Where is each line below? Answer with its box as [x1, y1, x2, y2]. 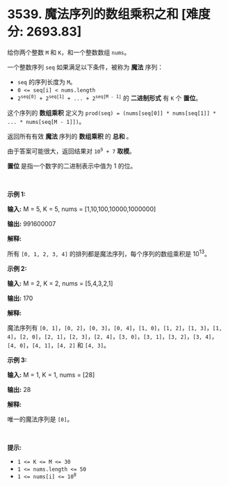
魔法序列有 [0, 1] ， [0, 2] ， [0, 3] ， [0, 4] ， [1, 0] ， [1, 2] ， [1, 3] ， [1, [7, 323, 222, 331]
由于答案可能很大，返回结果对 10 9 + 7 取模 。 [7, 147, 136, 155]
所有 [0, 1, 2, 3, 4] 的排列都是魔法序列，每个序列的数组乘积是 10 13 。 [7, 248, 211, 258]
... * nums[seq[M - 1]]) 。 [7, 117, 85, 125]
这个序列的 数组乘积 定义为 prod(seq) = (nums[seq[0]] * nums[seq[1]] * [7, 109, 217, 117]
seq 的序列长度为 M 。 [17, 77, 76, 86]
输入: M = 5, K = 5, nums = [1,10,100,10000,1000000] [7, 205, 156, 213]
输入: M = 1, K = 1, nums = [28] [7, 370, 95, 379]
